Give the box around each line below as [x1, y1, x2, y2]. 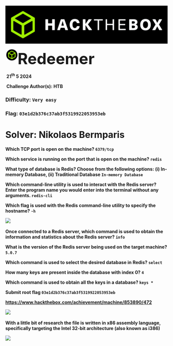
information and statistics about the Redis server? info [5, 234, 125, 240]
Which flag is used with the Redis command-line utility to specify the [5, 202, 156, 209]
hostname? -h [5, 207, 36, 214]
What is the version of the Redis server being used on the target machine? [5, 244, 167, 250]
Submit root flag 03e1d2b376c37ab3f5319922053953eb [5, 289, 116, 295]
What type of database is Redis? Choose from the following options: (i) [5, 166, 160, 172]
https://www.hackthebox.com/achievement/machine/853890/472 [5, 299, 152, 305]
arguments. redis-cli [5, 192, 53, 198]
